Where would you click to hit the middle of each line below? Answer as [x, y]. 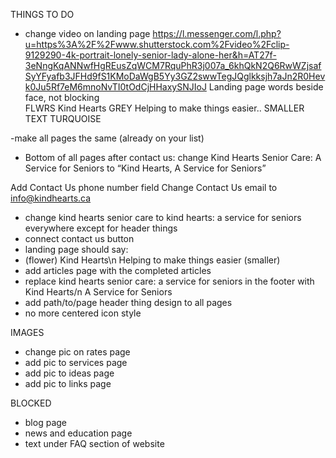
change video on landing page [87, 33]
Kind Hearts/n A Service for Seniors [98, 292]
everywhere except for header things [101, 228]
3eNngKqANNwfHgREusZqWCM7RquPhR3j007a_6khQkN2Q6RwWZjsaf [173, 65]
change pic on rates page [77, 352]
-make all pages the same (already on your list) [107, 138]
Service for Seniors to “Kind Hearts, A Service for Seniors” [145, 168]
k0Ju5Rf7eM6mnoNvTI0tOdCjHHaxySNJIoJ [115, 87]
